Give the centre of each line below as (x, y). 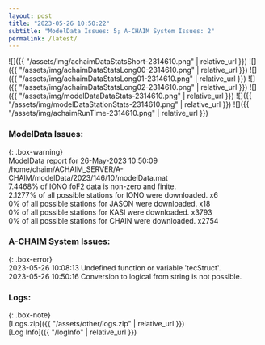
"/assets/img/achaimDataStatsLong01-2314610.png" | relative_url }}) (132, 79)
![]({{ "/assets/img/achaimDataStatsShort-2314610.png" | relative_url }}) (128, 62)
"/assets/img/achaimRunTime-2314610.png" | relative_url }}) (108, 113)
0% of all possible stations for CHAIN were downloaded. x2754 (114, 220)
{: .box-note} (29, 315)
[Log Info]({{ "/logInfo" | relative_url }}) (73, 332)
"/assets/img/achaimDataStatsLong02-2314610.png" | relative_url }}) (133, 87)
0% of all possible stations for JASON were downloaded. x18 (109, 203)
